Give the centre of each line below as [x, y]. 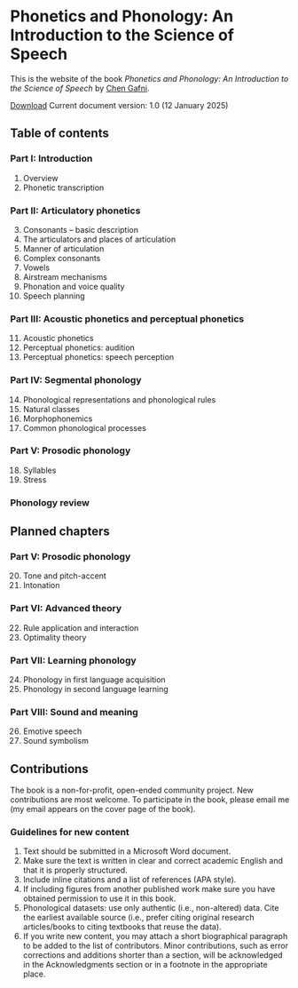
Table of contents [59, 134]
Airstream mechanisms [65, 276]
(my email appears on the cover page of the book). [103, 809]
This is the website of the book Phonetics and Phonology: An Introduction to [149, 78]
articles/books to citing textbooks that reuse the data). [122, 927]
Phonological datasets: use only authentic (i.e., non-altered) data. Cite [151, 908]
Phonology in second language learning [96, 689]
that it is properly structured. [75, 870]
